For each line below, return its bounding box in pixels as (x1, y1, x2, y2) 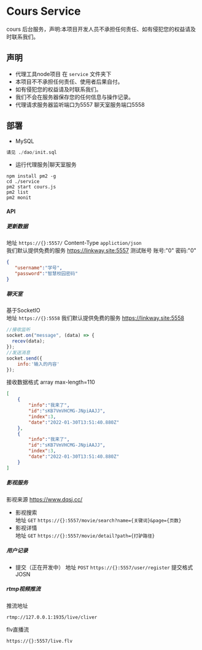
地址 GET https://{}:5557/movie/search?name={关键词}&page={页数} (15, 516, 182, 524)
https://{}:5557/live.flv (6, 638, 72, 644)
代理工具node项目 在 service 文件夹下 (15, 70, 112, 77)
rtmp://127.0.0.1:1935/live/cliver (6, 614, 98, 621)
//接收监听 (6, 327, 31, 333)
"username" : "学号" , (14, 265, 63, 271)
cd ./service (6, 179, 40, 185)
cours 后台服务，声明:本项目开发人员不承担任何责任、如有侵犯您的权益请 (6, 25, 191, 33)
